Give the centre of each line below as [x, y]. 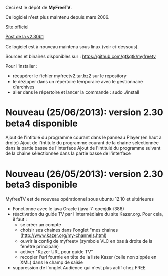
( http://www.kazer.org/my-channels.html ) [64, 235]
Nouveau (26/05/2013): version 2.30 [84, 174]
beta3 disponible [41, 185]
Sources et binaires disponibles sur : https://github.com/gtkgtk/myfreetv [80, 56]
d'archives [24, 87]
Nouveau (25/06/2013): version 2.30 [84, 113]
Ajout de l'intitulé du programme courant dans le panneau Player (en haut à [83, 137]
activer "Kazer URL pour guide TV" [56, 251]
